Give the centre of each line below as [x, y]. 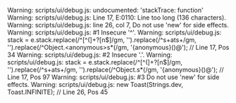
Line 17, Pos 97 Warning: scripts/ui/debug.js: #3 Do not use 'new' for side [113, 77]
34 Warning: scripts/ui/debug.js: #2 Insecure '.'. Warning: [90, 55]
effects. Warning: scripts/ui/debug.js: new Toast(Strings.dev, [95, 84]
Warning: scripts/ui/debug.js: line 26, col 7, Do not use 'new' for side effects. [118, 25]
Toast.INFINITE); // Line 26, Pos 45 [58, 92]
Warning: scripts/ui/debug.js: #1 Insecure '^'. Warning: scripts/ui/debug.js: [114, 32]
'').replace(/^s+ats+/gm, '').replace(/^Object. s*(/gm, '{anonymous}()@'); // [116, 70]
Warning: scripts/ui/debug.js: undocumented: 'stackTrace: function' [105, 10]
